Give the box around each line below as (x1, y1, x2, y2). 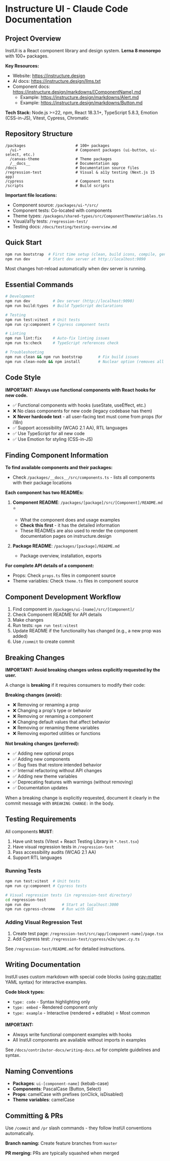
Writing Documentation (5, 960, 81, 969)
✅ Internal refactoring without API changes (12, 767, 102, 773)
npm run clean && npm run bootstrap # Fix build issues (5, 354, 139, 359)
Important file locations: (5, 192, 57, 198)
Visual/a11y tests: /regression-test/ (12, 218, 88, 224)
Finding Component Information (5, 451, 109, 460)
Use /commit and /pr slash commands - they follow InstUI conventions (5, 1125, 152, 1131)
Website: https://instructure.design (12, 73, 86, 79)
